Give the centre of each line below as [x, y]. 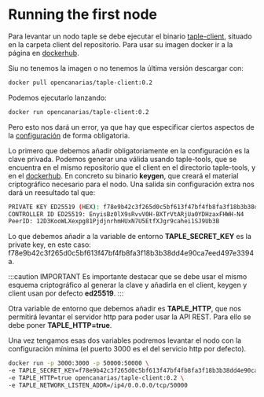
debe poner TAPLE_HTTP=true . [60, 325]
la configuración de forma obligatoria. [69, 135]
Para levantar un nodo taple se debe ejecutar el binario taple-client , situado [130, 36]
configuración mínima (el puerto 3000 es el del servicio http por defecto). [127, 349]
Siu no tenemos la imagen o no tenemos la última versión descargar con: [126, 68]
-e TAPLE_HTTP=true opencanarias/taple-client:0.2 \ [96, 378]
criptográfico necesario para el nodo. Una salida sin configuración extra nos [132, 184]
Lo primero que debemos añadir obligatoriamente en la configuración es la [129, 150]
